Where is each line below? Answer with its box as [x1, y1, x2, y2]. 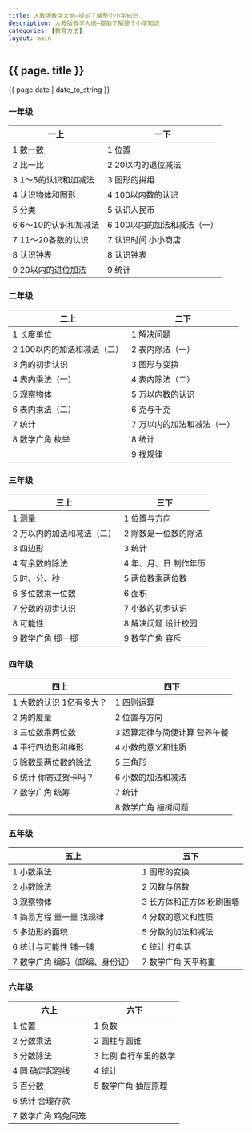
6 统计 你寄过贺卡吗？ [12, 772, 94, 783]
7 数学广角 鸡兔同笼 [12, 1110, 86, 1121]
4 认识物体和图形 [12, 190, 76, 201]
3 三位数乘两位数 [12, 727, 76, 738]
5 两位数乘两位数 [123, 573, 188, 584]
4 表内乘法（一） [12, 374, 76, 385]
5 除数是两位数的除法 [12, 757, 92, 768]
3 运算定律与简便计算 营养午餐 [114, 727, 230, 738]
